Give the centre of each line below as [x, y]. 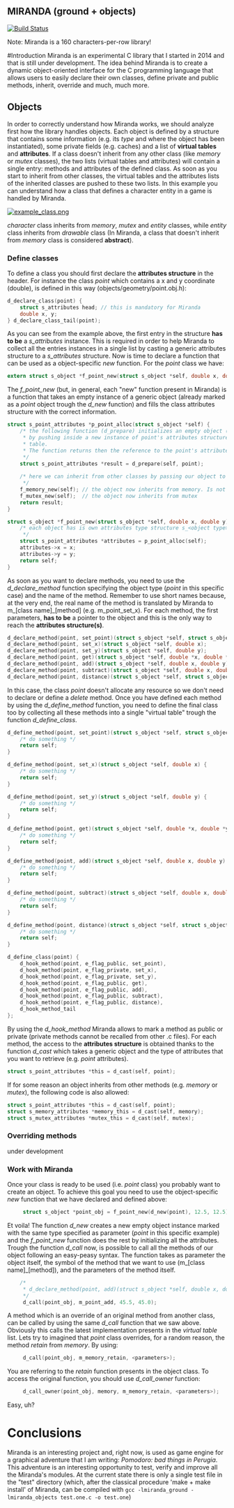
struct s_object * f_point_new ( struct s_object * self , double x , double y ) [118, 522]
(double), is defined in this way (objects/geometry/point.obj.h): [97, 288]
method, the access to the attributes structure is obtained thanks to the [111, 1044]
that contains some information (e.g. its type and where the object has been [116, 138]
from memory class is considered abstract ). [70, 240]
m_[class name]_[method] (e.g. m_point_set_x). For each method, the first [113, 610]
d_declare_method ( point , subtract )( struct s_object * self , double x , [110, 670]
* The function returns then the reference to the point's [110, 451]
